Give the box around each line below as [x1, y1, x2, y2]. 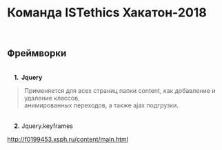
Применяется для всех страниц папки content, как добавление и [23, 86, 216, 94]
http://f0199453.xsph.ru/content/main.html [7, 135, 129, 143]
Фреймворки [7, 47, 67, 59]
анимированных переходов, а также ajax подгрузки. [23, 101, 179, 109]
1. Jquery [13, 73, 43, 81]
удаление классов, [23, 94, 81, 102]
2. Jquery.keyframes [13, 122, 74, 130]
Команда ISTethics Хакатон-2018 [7, 5, 207, 21]
